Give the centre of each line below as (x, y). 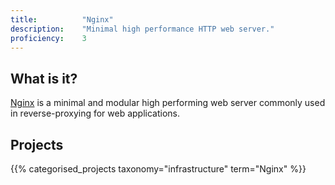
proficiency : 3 (48, 38)
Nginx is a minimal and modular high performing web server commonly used (168, 103)
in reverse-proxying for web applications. (95, 113)
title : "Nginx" (62, 19)
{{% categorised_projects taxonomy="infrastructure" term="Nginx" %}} (158, 169)
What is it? (44, 78)
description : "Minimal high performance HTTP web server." (142, 29)
